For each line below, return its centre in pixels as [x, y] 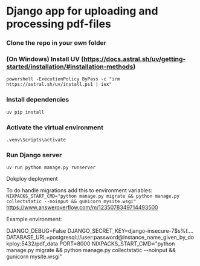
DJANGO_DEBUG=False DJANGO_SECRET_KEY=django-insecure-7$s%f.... [100, 231]
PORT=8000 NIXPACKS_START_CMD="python [117, 244]
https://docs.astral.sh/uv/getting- [135, 59]
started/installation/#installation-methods [70, 66]
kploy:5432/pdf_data [32, 244]
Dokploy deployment [32, 179]
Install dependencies [38, 100]
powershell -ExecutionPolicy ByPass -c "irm [63, 79]
